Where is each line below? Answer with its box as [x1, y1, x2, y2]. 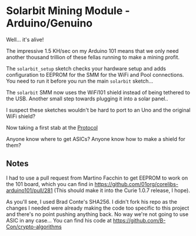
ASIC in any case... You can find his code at [6, 217, 112, 224]
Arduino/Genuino [6, 16, 93, 30]
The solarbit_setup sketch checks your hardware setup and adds [6, 65, 167, 72]
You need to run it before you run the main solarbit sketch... [6, 77, 154, 85]
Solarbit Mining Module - [6, 4, 131, 18]
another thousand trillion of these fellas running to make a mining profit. [6, 53, 180, 60]
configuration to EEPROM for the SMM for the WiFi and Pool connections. [6, 71, 184, 78]
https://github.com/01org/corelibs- [94, 180, 178, 187]
